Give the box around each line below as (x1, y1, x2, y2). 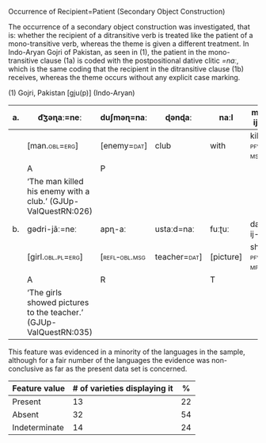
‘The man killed (27, 176, 84, 187)
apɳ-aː (100, 224, 127, 234)
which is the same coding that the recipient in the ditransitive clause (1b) (8, 64, 244, 74)
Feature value (12, 383, 66, 394)
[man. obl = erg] (27, 141, 79, 151)
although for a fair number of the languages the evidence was (8, 356, 210, 364)
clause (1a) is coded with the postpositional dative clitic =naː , (40, 56, 239, 65)
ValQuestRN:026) (27, 206, 93, 217)
